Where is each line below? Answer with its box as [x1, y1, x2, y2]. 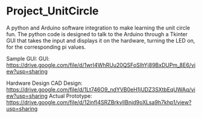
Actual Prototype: [49, 92, 92, 99]
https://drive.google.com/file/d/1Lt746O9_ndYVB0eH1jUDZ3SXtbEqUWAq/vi [6, 85, 196, 93]
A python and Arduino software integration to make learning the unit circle [6, 24, 191, 31]
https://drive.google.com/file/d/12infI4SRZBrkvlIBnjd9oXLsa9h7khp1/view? [6, 98, 192, 106]
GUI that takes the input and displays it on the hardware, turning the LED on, [6, 37, 195, 44]
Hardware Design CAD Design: [6, 79, 83, 87]
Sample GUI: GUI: [6, 55, 50, 62]
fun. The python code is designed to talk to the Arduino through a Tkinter [6, 30, 188, 37]
